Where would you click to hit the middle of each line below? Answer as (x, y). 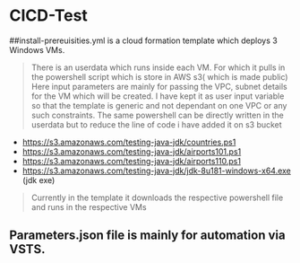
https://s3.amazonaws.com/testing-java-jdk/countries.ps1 (129, 142)
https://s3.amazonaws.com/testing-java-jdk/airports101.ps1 (132, 151)
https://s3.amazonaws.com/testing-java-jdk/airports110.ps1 (132, 161)
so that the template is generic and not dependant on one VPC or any (159, 105)
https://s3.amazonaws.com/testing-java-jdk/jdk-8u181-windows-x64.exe (156, 171)
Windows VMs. (37, 49)
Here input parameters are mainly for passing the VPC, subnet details (159, 86)
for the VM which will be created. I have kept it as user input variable (158, 96)
